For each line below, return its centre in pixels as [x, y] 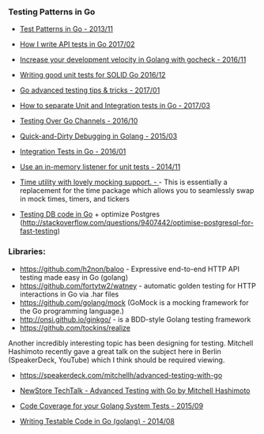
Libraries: [27, 251]
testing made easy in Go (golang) [74, 277]
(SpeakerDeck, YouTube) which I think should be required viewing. [117, 360]
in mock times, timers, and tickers [75, 199]
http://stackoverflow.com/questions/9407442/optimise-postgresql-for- [138, 223]
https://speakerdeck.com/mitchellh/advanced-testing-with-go [121, 375]
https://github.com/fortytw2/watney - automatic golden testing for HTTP [138, 285]
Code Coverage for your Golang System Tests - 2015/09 [111, 406]
